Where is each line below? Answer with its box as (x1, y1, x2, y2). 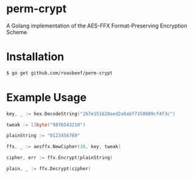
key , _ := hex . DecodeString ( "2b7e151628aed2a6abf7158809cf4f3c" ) (6, 110, 175, 117)
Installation (6, 50, 65, 64)
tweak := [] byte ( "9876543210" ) (6, 121, 86, 128)
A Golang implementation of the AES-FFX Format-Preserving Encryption (6, 22, 188, 29)
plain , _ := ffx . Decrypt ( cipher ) (6, 166, 91, 172)
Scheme (6, 28, 27, 35)
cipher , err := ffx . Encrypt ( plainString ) (6, 155, 113, 161)
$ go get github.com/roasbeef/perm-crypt (6, 69, 113, 76)
